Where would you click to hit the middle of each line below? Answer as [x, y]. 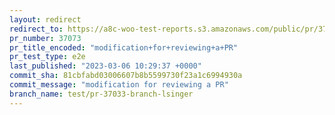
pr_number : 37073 [45, 38]
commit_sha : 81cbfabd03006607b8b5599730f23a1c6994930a [126, 76]
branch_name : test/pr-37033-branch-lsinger [101, 94]
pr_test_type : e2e [47, 57]
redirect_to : [36, 29]
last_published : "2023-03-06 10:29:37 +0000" [105, 66]
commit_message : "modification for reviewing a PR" [119, 85]
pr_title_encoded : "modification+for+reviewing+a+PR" [124, 47]
